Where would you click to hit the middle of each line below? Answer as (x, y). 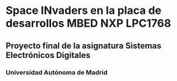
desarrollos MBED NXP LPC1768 (88, 23)
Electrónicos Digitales (48, 55)
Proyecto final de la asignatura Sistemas (84, 46)
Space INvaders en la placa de (84, 11)
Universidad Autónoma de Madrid (57, 72)
